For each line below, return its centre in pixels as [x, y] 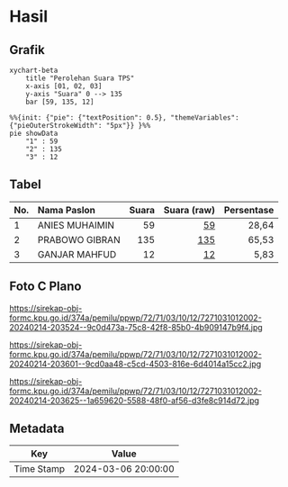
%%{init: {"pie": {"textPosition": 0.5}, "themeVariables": [125, 118]
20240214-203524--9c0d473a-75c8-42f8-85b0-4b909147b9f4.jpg [136, 327]
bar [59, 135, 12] [60, 102]
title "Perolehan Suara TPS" [80, 78]
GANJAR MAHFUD [77, 254]
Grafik [27, 50]
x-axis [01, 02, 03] [64, 86]
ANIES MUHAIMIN [76, 225]
